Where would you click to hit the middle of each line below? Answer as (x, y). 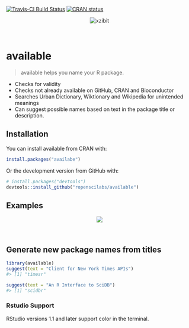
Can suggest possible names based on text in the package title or (95, 109)
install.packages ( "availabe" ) (44, 159)
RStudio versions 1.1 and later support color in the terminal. (78, 319)
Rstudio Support (30, 305)
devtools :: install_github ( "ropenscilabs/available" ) (73, 187)
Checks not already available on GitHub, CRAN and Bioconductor (94, 90)
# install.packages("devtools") (46, 181)
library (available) (30, 263)
